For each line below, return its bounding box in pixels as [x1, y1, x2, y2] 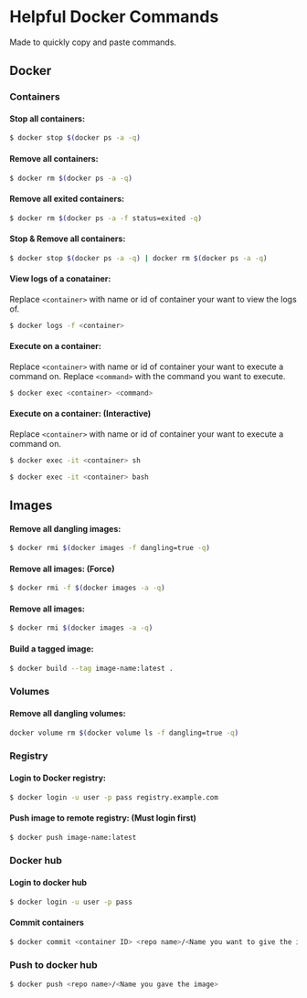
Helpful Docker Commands [9, 6, 219, 27]
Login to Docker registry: [9, 772, 107, 783]
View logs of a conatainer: [9, 273, 111, 284]
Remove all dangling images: [9, 523, 122, 534]
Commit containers [9, 917, 84, 929]
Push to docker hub [9, 959, 98, 971]
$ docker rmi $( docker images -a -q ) [9, 623, 153, 632]
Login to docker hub [9, 876, 88, 887]
